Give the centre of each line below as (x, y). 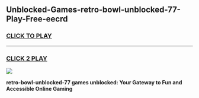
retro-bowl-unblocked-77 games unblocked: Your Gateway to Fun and (94, 82)
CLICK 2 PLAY (27, 58)
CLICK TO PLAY (29, 36)
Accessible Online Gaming (39, 88)
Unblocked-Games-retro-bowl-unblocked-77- (93, 10)
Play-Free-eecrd (37, 19)
